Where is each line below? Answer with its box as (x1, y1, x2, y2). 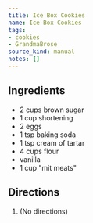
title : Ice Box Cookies (8, 11, 86, 20)
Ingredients (8, 84, 66, 98)
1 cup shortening (19, 113, 73, 122)
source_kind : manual (8, 48, 76, 56)
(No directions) (19, 207, 69, 216)
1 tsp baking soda (19, 130, 77, 139)
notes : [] (8, 56, 41, 63)
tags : (8, 26, 26, 34)
